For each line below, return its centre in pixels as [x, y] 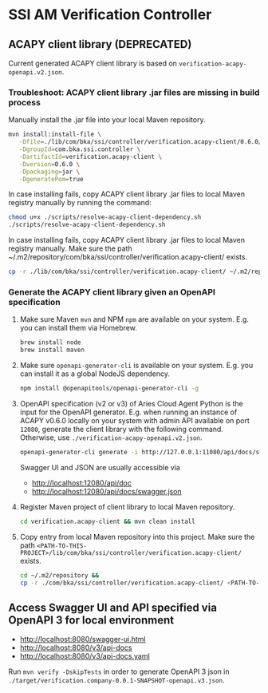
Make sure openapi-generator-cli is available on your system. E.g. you [136, 366]
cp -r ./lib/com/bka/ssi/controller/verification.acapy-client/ [117, 272]
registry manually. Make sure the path [71, 248]
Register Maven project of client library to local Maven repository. [127, 507]
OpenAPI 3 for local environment [91, 620]
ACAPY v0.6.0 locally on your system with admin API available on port [134, 420]
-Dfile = [32, 142]
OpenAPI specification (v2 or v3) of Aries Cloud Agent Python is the [131, 403]
